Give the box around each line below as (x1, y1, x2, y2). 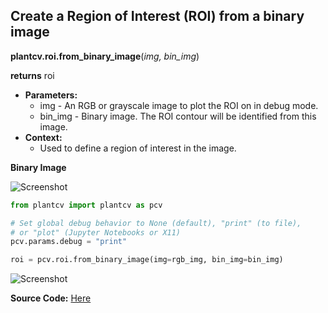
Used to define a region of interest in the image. (39, 142, 237, 154)
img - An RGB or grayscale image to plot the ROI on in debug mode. (39, 99, 319, 111)
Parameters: (24, 89, 78, 101)
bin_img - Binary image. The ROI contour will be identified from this (39, 110, 317, 122)
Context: (24, 131, 63, 143)
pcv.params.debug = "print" (10, 237, 128, 247)
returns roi (10, 69, 55, 81)
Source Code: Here (10, 292, 92, 304)
